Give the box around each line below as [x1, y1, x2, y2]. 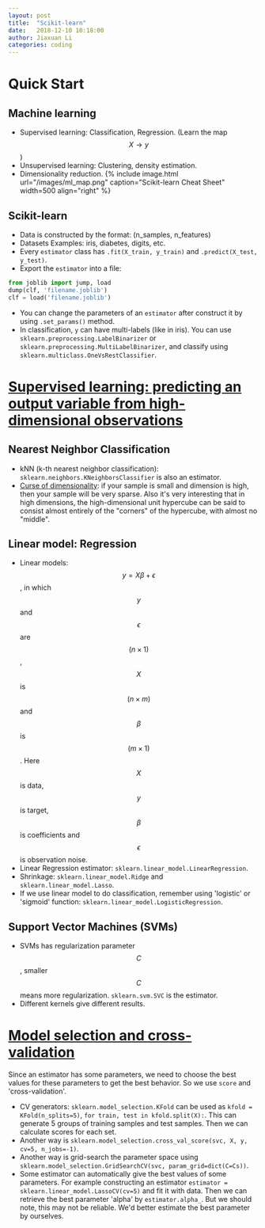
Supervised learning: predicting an [8, 378, 242, 396]
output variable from [8, 394, 146, 413]
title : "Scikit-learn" [8, 19, 87, 27]
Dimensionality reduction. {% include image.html [19, 169, 179, 179]
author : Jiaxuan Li [8, 33, 73, 42]
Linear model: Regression [8, 537, 137, 550]
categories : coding [8, 41, 73, 49]
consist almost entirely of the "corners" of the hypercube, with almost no [19, 506, 258, 515]
